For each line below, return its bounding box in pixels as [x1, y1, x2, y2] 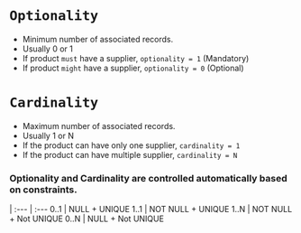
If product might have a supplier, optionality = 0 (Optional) [22, 62, 245, 73]
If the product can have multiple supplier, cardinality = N [22, 149, 238, 160]
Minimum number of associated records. [22, 33, 174, 44]
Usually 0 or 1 [22, 43, 74, 54]
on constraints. [9, 183, 78, 196]
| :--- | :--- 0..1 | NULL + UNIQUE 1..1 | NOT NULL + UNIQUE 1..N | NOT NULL [9, 204, 293, 215]
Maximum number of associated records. [22, 120, 176, 131]
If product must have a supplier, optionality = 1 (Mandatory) [22, 52, 250, 63]
